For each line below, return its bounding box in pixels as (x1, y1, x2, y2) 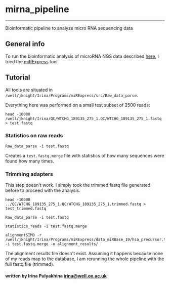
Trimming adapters (5, 171, 53, 178)
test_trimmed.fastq (5, 206, 47, 211)
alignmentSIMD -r (5, 233, 42, 238)
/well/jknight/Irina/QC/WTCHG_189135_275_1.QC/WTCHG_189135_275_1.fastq (5, 116, 162, 121)
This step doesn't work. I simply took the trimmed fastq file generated (5, 182, 151, 188)
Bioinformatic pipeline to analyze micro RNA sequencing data (5, 25, 133, 31)
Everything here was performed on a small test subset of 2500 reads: (5, 102, 150, 108)
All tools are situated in (5, 87, 53, 93)
